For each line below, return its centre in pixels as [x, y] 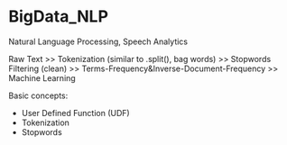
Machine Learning [42, 77]
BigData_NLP [59, 17]
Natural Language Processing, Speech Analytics [98, 41]
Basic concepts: [38, 95]
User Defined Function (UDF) [75, 113]
